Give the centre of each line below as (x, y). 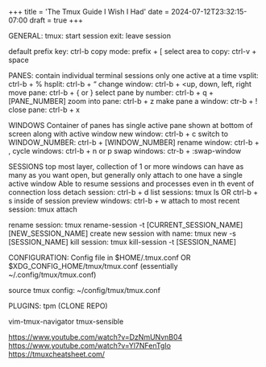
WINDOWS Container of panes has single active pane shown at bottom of (131, 125)
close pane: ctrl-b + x (44, 109)
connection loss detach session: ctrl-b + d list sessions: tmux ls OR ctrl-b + (133, 192)
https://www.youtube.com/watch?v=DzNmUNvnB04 (96, 337)
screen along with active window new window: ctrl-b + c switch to (118, 134)
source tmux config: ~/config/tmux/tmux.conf (85, 290)
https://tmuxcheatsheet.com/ (57, 354)
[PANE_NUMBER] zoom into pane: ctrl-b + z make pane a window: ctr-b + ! (133, 101)
